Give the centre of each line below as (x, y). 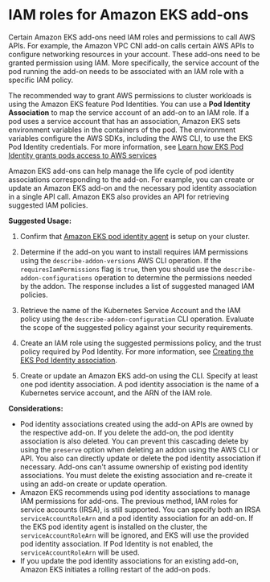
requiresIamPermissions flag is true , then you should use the (121, 269)
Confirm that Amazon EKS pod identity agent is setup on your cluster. (135, 236)
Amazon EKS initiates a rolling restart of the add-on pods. (115, 569)
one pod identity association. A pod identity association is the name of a (139, 384)
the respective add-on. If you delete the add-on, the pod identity (127, 432)
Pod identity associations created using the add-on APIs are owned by (137, 423)
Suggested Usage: (40, 221)
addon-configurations (56, 278)
